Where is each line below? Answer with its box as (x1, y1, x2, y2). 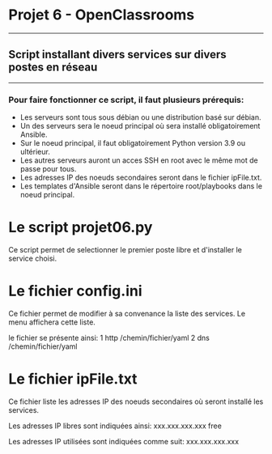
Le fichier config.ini (8, 282, 143, 300)
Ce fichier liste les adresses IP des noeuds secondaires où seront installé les (8, 397, 264, 406)
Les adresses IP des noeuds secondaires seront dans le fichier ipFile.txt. (19, 172, 262, 183)
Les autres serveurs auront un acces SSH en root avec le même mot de (19, 155, 258, 165)
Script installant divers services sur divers (8, 48, 227, 62)
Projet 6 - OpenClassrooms (8, 6, 195, 24)
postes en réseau (8, 61, 98, 74)
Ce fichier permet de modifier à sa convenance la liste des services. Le (8, 308, 245, 318)
